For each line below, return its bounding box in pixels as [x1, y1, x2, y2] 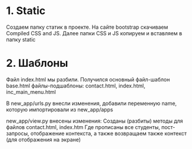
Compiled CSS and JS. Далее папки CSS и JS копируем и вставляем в [6, 29, 183, 36]
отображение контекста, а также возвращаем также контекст [30, 130, 187, 137]
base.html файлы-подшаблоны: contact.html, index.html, [6, 82, 145, 89]
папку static [6, 36, 36, 43]
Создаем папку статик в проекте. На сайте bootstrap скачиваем [6, 23, 168, 31]
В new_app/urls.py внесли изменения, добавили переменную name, [6, 100, 177, 107]
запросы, [6, 130, 29, 137]
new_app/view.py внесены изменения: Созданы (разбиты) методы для [6, 117, 184, 124]
